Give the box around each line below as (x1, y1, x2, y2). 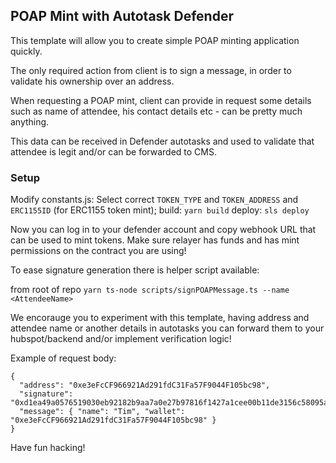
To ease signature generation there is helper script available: (10, 264, 260, 276)
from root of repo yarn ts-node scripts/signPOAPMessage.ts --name (10, 284, 290, 296)
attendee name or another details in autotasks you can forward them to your (10, 322, 325, 334)
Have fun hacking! (10, 442, 86, 454)
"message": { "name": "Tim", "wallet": (19, 407, 186, 417)
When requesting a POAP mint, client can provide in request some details (10, 94, 312, 106)
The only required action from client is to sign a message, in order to (10, 64, 292, 76)
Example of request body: (10, 352, 117, 364)
